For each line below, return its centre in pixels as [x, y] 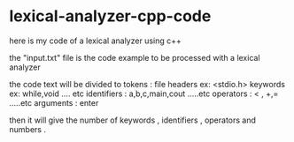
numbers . [28, 129]
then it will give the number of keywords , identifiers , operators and [133, 120]
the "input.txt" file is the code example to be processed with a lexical [135, 57]
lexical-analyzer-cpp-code [110, 16]
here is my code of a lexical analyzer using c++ [95, 41]
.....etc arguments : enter [54, 102]
